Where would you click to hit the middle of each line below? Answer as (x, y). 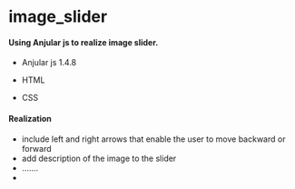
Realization (30, 118)
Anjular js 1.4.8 (49, 63)
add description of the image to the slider (99, 158)
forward (36, 148)
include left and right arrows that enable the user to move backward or (153, 139)
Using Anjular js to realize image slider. (84, 42)
